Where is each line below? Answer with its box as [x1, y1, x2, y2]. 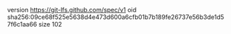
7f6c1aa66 [7, 20, 38, 28]
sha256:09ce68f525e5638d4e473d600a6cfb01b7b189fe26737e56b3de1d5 [7, 13, 225, 21]
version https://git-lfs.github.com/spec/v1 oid [7, 6, 137, 14]
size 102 [38, 20, 63, 28]
